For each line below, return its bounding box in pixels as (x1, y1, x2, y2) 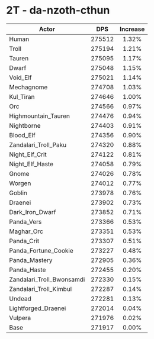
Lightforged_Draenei (9, 304, 66, 312)
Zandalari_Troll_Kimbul (9, 285, 72, 293)
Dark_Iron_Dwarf (9, 208, 56, 216)
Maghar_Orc (9, 227, 43, 235)
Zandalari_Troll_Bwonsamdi (9, 275, 85, 283)
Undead (9, 294, 31, 302)
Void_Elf (9, 73, 32, 82)
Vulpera (9, 314, 31, 322)
